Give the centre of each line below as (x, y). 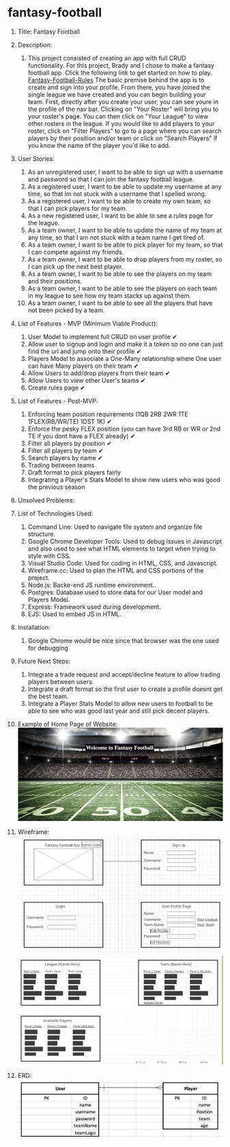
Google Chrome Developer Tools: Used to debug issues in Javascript (125, 541)
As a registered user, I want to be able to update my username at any (125, 186)
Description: (35, 45)
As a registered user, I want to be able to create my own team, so (119, 201)
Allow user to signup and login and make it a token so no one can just (125, 344)
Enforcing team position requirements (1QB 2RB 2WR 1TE (108, 414)
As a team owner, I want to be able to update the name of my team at (125, 230)
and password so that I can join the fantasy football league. (111, 179)
